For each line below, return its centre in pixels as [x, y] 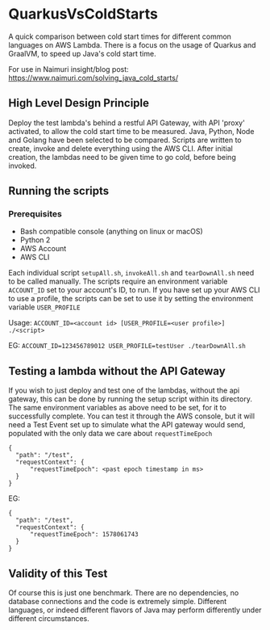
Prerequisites [35, 214]
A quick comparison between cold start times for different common [120, 36]
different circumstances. [49, 619]
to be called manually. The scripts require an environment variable [118, 281]
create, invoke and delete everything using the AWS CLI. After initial [121, 148]
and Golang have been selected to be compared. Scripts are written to [125, 140]
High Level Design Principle [79, 103]
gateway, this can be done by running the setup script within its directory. [130, 399]
